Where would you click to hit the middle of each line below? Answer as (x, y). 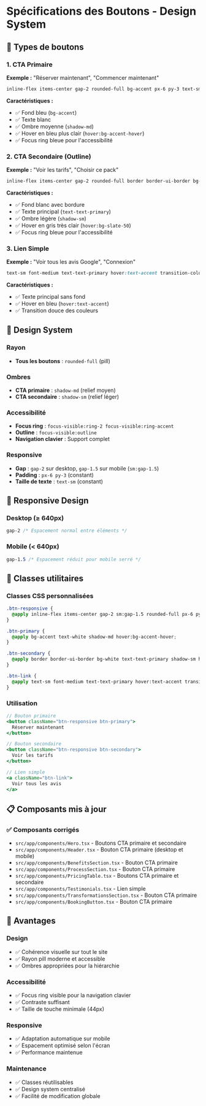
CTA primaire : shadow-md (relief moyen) (65, 390)
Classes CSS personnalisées (50, 596)
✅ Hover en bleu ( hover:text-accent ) (62, 304)
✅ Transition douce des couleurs (57, 310)
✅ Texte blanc (33, 119)
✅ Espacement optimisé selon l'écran (63, 1046)
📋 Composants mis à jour (57, 809)
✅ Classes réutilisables (44, 1082)
